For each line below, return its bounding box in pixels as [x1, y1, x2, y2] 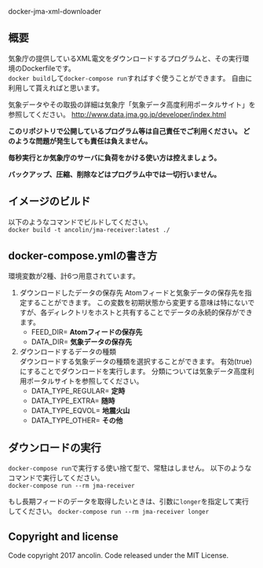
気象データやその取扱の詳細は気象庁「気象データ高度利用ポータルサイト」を [8, 100, 256, 109]
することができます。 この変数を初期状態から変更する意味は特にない [26, 298, 248, 307]
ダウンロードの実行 [8, 441, 101, 454]
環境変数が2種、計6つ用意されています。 [8, 271, 140, 281]
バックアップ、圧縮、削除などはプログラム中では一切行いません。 [8, 169, 221, 179]
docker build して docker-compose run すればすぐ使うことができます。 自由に [8, 73, 253, 82]
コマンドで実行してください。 [8, 473, 104, 482]
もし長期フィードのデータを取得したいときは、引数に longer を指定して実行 [8, 497, 250, 506]
